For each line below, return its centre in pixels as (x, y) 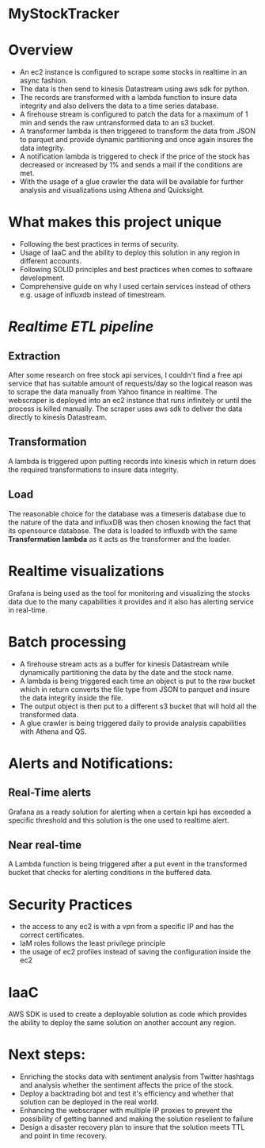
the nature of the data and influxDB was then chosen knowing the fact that (130, 522)
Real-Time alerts (50, 793)
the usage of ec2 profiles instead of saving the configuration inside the (135, 952)
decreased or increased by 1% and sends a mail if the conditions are (131, 165)
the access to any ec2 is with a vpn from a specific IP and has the (127, 927)
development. (42, 278)
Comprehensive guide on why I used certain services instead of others (135, 286)
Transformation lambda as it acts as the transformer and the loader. (120, 539)
